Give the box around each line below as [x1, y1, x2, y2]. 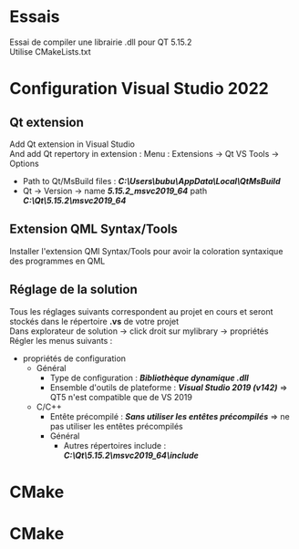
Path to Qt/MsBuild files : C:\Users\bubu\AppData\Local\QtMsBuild [22, 175, 281, 186]
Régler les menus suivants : [9, 335, 113, 346]
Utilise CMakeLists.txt [9, 46, 91, 57]
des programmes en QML [9, 255, 106, 266]
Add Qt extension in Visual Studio [9, 139, 135, 150]
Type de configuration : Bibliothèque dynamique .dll [49, 372, 249, 383]
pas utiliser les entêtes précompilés [49, 420, 184, 431]
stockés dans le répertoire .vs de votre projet [9, 316, 180, 326]
